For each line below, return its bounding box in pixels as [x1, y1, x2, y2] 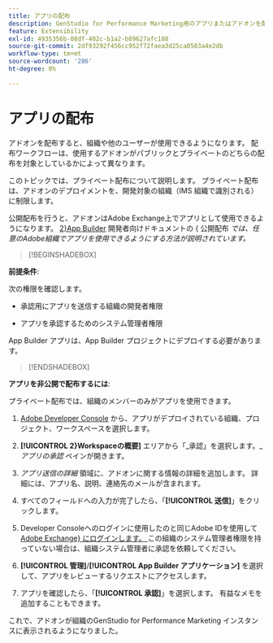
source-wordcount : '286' [8, 58, 93, 66]
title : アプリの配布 [8, 11, 71, 20]
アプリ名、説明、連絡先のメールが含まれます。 [48, 478, 206, 488]
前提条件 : [8, 266, 40, 276]
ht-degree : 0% [8, 65, 57, 73]
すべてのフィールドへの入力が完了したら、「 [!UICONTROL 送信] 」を [19, 495, 246, 505]
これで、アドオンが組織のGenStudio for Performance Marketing [8, 615, 222, 625]
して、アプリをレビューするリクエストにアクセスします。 [19, 571, 211, 580]
